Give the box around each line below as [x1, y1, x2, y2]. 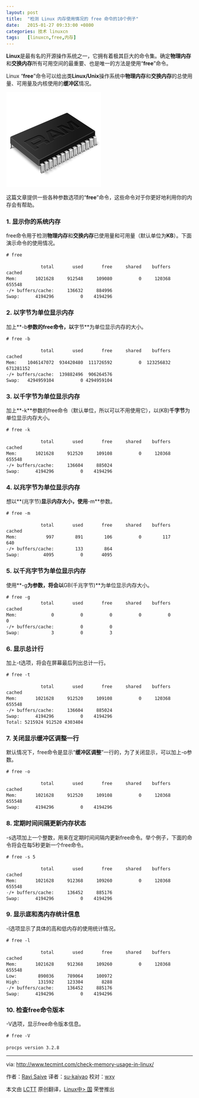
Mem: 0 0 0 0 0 [6, 612, 171, 618]
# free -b [6, 336, 31, 341]
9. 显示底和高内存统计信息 [6, 910, 80, 919]
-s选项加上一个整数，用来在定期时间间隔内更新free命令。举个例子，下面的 [6, 834, 188, 841]
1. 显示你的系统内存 [6, 217, 61, 226]
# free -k [6, 427, 31, 433]
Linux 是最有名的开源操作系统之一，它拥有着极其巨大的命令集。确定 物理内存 [6, 52, 191, 59]
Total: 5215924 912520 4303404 [6, 719, 84, 725]
